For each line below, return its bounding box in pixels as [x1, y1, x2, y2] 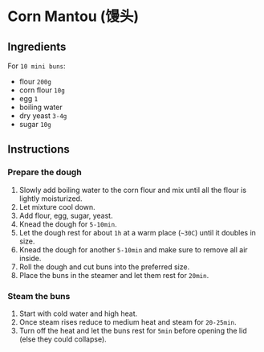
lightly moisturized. [18, 194, 83, 203]
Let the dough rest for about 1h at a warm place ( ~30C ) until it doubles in [18, 227, 256, 237]
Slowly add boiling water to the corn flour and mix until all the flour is [18, 185, 246, 194]
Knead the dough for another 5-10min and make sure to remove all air [18, 244, 248, 254]
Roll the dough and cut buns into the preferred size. [18, 262, 190, 272]
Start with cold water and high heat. [18, 309, 138, 318]
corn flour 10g [18, 85, 65, 95]
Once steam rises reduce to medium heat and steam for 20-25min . [18, 317, 238, 326]
